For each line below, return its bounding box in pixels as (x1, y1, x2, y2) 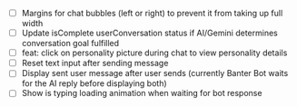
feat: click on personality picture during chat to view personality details (21, 47, 288, 58)
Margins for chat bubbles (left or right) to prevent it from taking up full (21, 8, 283, 18)
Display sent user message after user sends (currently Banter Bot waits (21, 68, 289, 79)
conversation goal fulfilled (21, 38, 120, 49)
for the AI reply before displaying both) (21, 78, 167, 89)
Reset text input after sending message (21, 58, 169, 69)
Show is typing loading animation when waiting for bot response (21, 88, 262, 99)
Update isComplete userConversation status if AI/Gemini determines (21, 27, 278, 39)
